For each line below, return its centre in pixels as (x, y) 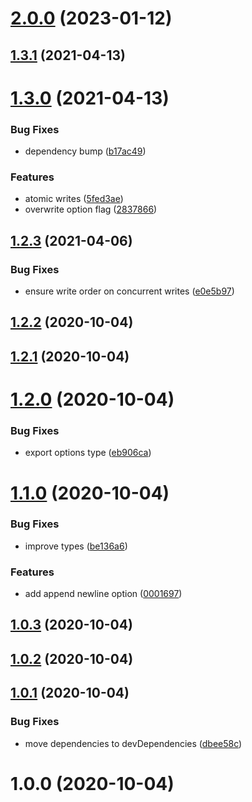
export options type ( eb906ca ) (88, 453)
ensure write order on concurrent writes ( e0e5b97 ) (129, 291)
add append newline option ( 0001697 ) (103, 594)
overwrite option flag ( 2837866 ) (91, 209)
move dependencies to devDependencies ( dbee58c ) (133, 743)
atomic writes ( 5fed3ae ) (74, 199)
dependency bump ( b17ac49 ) (85, 151)
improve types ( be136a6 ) (76, 546)
